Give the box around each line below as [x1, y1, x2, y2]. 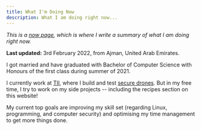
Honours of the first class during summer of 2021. [6, 67, 131, 74]
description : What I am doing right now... [6, 15, 118, 21]
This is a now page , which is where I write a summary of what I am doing [6, 31, 189, 38]
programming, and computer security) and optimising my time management [6, 110, 196, 117]
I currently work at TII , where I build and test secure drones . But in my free [6, 79, 192, 86]
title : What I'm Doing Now [6, 8, 74, 15]
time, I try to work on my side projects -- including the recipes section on [6, 85, 188, 93]
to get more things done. [6, 116, 68, 124]
